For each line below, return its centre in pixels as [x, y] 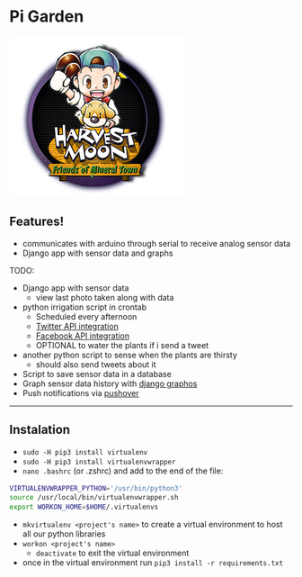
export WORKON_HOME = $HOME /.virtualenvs [84, 507]
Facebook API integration [83, 336]
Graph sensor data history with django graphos [110, 383]
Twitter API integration [77, 326]
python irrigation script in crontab [84, 307]
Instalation [40, 430]
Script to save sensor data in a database [97, 374]
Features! [37, 222]
